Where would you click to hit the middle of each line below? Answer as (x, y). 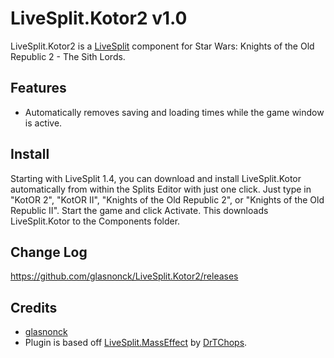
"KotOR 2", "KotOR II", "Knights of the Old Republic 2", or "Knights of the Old (167, 199)
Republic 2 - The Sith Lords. (68, 56)
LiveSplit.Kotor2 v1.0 (99, 18)
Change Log (49, 252)
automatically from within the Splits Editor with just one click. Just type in (161, 189)
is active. (43, 123)
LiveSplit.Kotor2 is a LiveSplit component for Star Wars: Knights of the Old (162, 46)
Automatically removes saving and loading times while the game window (174, 112)
